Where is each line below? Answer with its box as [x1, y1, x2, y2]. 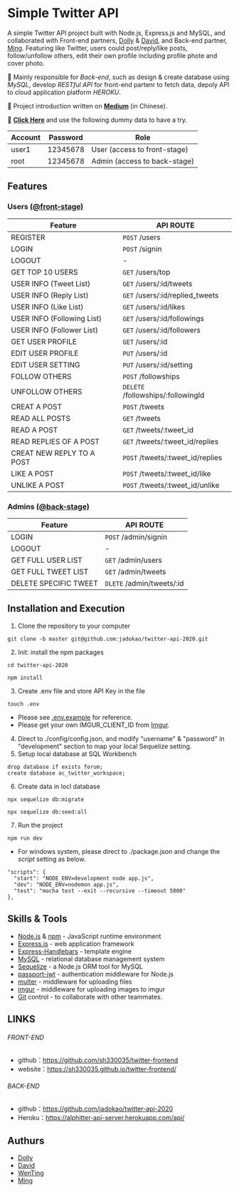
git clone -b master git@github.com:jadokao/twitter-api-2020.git [7, 635, 208, 643]
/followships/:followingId [122, 390, 205, 400]
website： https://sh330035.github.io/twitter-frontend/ [17, 1065, 176, 1074]
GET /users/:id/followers [122, 325, 201, 335]
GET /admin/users [105, 555, 162, 565]
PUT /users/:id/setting [122, 360, 193, 370]
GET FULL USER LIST [11, 555, 83, 565]
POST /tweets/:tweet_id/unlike [122, 480, 220, 490]
